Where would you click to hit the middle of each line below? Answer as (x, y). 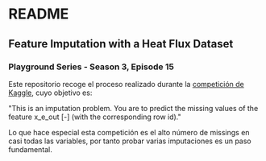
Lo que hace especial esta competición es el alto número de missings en (129, 132)
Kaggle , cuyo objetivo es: (50, 93)
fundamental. (30, 149)
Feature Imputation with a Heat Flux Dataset (121, 44)
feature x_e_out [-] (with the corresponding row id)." (95, 117)
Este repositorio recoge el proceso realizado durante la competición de (126, 84)
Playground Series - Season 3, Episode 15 (91, 67)
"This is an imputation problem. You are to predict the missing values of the (133, 108)
